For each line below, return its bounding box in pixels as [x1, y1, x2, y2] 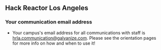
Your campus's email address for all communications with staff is [12, 29, 145, 36]
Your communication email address [5, 19, 93, 25]
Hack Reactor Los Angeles [5, 4, 89, 12]
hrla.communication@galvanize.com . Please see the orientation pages [12, 35, 157, 41]
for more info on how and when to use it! [12, 40, 96, 46]
